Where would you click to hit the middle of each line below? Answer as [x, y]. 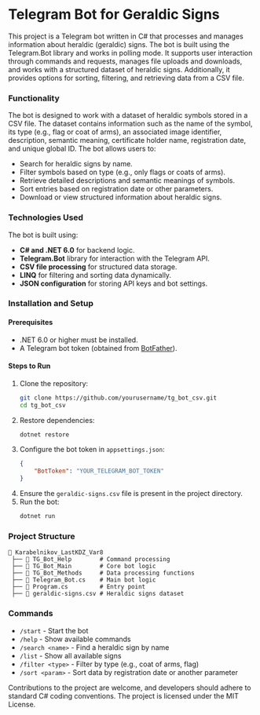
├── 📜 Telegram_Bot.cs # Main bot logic [84, 580]
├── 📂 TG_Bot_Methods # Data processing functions [103, 573]
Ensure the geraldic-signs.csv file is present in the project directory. [131, 494]
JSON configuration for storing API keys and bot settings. [114, 283]
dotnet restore [44, 434]
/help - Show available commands [75, 639]
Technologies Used [46, 217]
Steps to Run [29, 366]
